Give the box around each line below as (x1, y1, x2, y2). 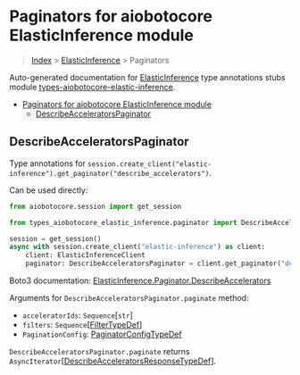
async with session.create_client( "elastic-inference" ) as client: (9, 243, 266, 252)
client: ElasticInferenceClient (25, 251, 146, 260)
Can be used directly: (9, 185, 88, 196)
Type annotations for (9, 158, 87, 169)
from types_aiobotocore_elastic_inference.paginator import (9, 218, 238, 227)
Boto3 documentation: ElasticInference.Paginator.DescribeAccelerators (9, 275, 271, 286)
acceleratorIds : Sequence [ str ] (21, 310, 133, 321)
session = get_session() (9, 234, 102, 243)
